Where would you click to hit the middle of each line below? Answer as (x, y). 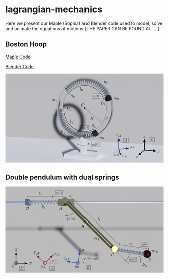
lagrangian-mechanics (54, 9)
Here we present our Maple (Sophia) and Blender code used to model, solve (84, 23)
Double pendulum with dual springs (62, 177)
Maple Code (18, 57)
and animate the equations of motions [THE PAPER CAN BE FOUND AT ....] (82, 28)
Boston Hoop (26, 45)
